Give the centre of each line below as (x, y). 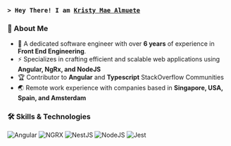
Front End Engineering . (52, 51)
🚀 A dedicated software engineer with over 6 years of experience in (116, 44)
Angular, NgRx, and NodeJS (59, 69)
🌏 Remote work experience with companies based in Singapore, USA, (120, 88)
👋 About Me (28, 28)
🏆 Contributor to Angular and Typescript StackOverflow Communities (120, 78)
